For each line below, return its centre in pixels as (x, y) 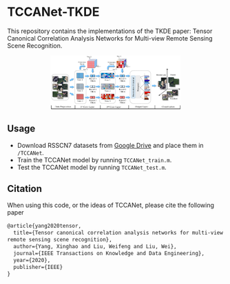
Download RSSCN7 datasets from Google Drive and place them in (111, 145)
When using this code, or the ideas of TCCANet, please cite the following (111, 205)
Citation (25, 189)
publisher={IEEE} (38, 267)
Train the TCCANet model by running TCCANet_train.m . (94, 160)
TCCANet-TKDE (53, 12)
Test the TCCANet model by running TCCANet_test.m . (92, 167)
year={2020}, (32, 261)
